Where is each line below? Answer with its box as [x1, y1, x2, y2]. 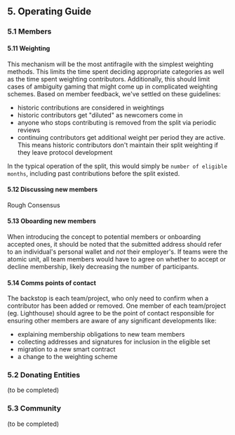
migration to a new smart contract [17, 345, 116, 353]
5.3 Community [7, 403, 62, 413]
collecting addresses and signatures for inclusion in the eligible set [17, 337, 210, 346]
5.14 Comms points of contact [7, 278, 97, 287]
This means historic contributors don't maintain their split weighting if [17, 141, 219, 149]
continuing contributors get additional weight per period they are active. [17, 133, 226, 141]
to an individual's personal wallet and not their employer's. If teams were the [7, 247, 228, 256]
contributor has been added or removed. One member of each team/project [7, 301, 227, 310]
